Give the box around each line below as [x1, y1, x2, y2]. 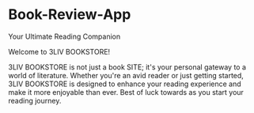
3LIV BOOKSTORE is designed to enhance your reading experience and [8, 79, 241, 89]
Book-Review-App [8, 6, 131, 24]
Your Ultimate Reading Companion [8, 32, 121, 41]
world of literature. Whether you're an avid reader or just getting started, [8, 70, 244, 80]
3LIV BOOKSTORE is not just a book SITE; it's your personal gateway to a [8, 62, 247, 72]
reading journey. [8, 96, 62, 105]
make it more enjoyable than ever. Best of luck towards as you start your [8, 87, 244, 96]
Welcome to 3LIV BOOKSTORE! [8, 47, 111, 56]
